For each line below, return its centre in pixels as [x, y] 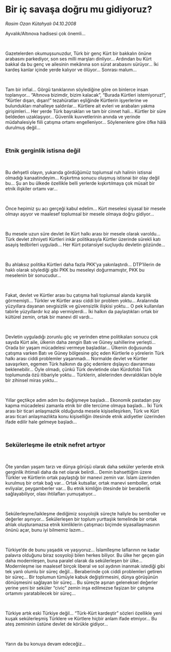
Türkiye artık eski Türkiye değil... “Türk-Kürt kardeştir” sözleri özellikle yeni [84, 613]
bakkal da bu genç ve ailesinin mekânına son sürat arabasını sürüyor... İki [82, 64]
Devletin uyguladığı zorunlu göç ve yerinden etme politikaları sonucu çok [82, 337]
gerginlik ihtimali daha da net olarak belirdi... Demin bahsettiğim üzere [79, 472]
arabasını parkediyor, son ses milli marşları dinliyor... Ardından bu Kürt [79, 59]
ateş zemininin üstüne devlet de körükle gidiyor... [57, 624]
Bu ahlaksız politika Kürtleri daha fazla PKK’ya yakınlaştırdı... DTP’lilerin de [83, 264]
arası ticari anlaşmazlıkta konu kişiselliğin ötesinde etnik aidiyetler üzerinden [86, 416]
